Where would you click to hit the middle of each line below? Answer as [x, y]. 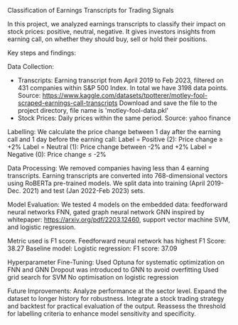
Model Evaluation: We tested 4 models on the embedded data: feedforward [118, 204]
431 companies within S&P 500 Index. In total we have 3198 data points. [123, 88]
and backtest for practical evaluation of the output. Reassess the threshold [117, 306]
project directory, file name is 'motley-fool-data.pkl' [93, 110]
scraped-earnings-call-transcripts [67, 103]
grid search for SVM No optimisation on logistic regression [93, 277]
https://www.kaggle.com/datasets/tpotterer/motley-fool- [125, 95]
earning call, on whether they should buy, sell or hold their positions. [108, 39]
